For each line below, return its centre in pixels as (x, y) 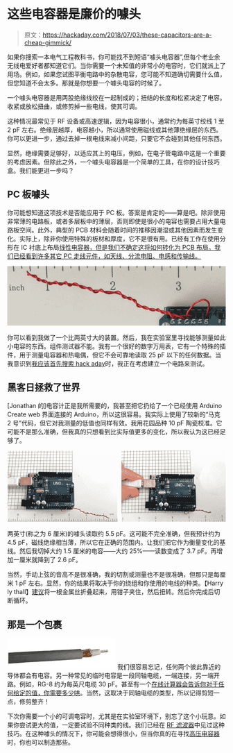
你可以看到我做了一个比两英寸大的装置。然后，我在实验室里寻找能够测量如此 (116, 338)
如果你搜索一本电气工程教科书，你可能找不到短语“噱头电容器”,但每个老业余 (114, 57)
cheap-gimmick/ (48, 42)
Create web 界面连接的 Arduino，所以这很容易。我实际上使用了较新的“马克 (114, 414)
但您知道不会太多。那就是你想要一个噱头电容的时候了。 (86, 83)
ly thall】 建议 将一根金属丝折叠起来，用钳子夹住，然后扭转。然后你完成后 (111, 592)
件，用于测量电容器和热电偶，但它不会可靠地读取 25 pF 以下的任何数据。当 (114, 355)
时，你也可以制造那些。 (41, 743)
